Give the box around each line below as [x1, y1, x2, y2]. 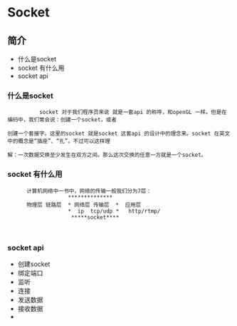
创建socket [17, 260, 51, 268]
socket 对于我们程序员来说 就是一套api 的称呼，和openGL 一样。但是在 [38, 108, 227, 116]
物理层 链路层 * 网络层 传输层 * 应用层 [26, 201, 142, 208]
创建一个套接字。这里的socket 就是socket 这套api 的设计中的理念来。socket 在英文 [7, 130, 231, 138]
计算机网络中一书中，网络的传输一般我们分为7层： [26, 187, 152, 195]
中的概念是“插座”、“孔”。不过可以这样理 [7, 138, 110, 145]
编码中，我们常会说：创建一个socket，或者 [7, 116, 117, 123]
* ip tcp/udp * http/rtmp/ [68, 208, 161, 215]
